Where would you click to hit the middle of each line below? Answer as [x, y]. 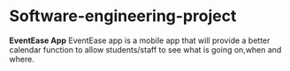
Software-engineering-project [123, 16]
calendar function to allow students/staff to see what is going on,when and [145, 49]
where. [22, 59]
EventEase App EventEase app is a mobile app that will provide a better [140, 40]
